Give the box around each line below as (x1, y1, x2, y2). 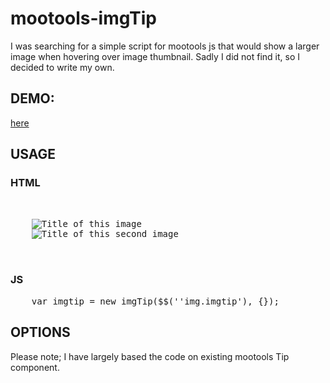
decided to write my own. (10, 61, 115, 73)
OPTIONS (10, 324, 71, 341)
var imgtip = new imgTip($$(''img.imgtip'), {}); (31, 295, 280, 307)
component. (10, 361, 60, 373)
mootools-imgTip (10, 7, 157, 30)
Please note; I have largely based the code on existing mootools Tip (10, 350, 290, 362)
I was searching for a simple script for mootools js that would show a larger (10, 40, 320, 52)
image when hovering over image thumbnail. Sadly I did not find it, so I (10, 50, 301, 62)
